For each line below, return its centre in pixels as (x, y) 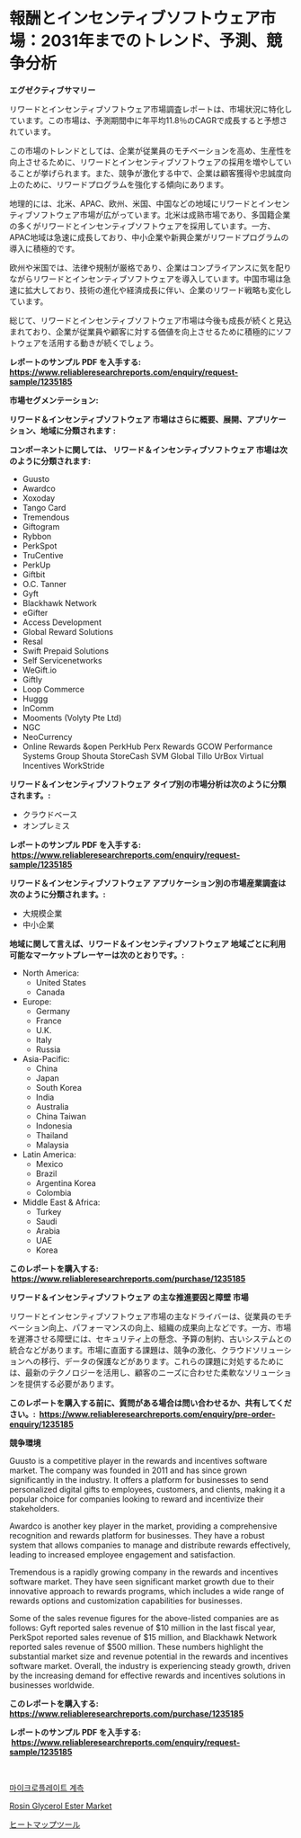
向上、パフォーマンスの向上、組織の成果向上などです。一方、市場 (170, 1327)
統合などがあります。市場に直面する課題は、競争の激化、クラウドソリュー (147, 1350)
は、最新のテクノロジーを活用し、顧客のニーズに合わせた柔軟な (127, 1372)
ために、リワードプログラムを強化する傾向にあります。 (127, 184)
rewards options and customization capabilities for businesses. (126, 1601)
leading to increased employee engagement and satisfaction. (122, 1554)
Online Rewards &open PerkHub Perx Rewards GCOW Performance (147, 746)
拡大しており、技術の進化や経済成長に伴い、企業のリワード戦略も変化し (158, 290)
